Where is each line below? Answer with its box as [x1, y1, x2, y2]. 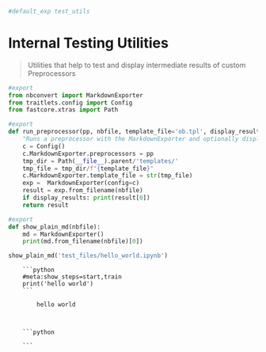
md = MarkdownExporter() [22, 230, 104, 238]
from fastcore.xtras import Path [8, 106, 119, 114]
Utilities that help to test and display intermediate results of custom [27, 60, 246, 70]
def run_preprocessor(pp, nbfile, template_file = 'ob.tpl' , [8, 127, 207, 136]
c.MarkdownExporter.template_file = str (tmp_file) [22, 172, 193, 180]
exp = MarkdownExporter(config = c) [22, 179, 140, 187]
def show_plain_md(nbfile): [8, 222, 101, 231]
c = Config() [22, 142, 66, 150]
